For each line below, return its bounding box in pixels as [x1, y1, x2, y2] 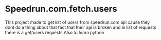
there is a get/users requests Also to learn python [5, 29, 105, 35]
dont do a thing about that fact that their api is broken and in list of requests [5, 24, 157, 30]
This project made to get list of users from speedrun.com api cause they [5, 19, 150, 25]
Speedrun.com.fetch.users [5, 3, 118, 14]
